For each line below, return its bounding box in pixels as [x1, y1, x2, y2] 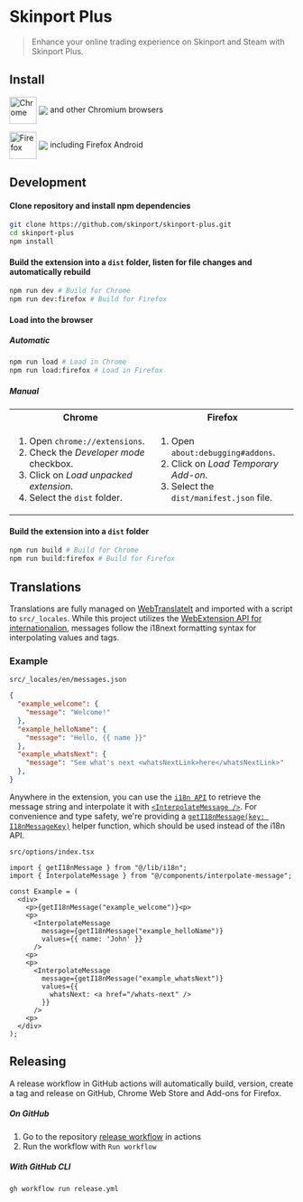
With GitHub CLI [9, 1161, 71, 1172]
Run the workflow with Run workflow [22, 1140, 157, 1151]
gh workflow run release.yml [9, 1184, 119, 1193]
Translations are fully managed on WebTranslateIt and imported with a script [9, 603, 293, 614]
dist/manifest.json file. [170, 491, 273, 504]
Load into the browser [9, 314, 94, 325]
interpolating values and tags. [9, 631, 120, 643]
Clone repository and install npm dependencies [9, 200, 191, 211]
